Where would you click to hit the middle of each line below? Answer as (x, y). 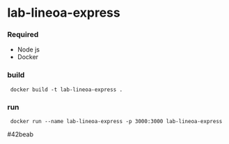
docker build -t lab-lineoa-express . (66, 89)
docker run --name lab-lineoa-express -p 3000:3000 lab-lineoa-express (116, 122)
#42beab (20, 134)
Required (23, 35)
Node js (29, 49)
